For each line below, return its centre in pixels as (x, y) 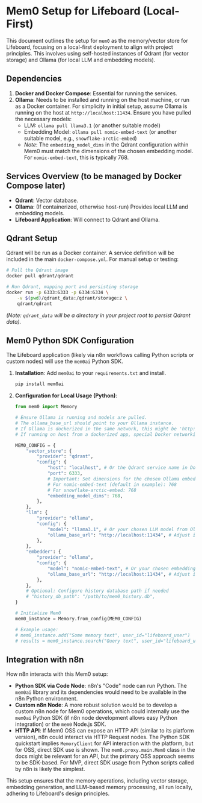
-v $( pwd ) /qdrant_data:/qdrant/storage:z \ (72, 298)
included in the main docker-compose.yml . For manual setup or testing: (93, 259)
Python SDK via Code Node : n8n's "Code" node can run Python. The (101, 686)
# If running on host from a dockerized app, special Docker (93, 434)
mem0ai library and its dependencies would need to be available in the (100, 692)
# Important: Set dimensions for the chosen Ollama (113, 479)
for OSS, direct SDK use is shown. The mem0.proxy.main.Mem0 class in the (105, 750)
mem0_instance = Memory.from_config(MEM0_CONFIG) (78, 619)
